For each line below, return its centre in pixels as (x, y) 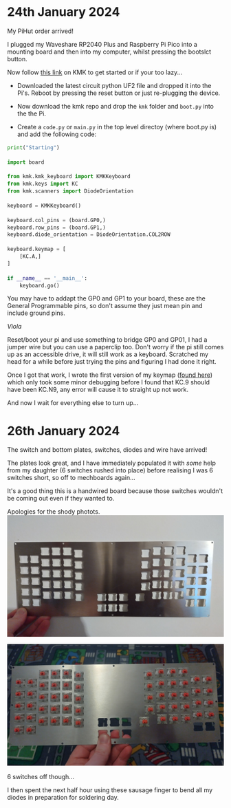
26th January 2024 (64, 431)
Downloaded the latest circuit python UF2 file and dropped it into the (114, 85)
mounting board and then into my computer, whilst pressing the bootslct (109, 52)
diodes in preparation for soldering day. (63, 798)
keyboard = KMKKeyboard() (44, 206)
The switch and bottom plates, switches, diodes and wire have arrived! (107, 450)
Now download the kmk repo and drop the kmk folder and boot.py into (115, 106)
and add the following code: (57, 134)
